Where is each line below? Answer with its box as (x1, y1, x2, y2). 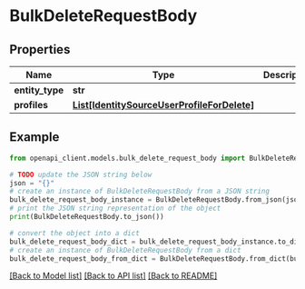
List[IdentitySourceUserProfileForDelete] (72, 99, 255, 111)
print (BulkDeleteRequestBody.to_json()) (9, 213, 165, 222)
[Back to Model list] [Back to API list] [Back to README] (9, 270, 218, 282)
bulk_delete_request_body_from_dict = (9, 254, 156, 264)
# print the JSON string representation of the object (9, 204, 221, 214)
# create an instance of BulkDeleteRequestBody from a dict (9, 245, 242, 254)
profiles (14, 99, 48, 111)
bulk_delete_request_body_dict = (9, 237, 136, 246)
